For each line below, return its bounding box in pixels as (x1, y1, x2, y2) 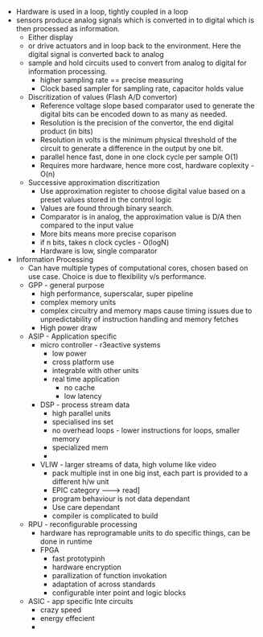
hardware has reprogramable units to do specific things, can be (39, 528, 251, 537)
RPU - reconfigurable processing (27, 520, 138, 529)
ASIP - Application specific (27, 331, 117, 341)
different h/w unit (51, 477, 109, 486)
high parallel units (51, 409, 111, 417)
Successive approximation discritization (27, 178, 161, 187)
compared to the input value (39, 220, 134, 230)
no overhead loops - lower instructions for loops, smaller (51, 425, 240, 435)
